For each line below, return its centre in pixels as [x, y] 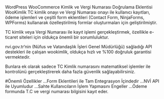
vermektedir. [18, 57]
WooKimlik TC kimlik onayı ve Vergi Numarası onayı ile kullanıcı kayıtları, [78, 12]
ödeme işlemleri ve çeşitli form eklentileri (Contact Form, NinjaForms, [75, 17]
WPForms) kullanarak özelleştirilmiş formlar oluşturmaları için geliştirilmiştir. [81, 22]
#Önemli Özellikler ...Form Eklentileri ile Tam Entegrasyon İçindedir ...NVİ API [82, 81]
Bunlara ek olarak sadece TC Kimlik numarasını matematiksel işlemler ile [78, 66]
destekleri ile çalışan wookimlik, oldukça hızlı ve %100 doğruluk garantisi [78, 52]
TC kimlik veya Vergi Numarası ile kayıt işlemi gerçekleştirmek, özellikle [77, 32]
